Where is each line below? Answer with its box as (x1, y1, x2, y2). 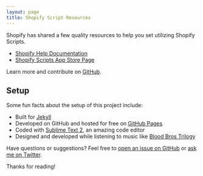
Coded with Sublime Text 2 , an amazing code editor (15, 126, 145, 134)
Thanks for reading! (6, 163, 56, 171)
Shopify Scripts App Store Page (15, 56, 95, 63)
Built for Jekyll (15, 113, 52, 121)
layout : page (6, 9, 40, 15)
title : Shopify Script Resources (6, 15, 91, 21)
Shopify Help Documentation (15, 49, 88, 57)
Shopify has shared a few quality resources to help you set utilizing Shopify (6, 31, 196, 38)
